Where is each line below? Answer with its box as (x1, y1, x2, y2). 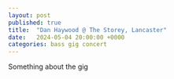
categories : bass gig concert (8, 41, 108, 48)
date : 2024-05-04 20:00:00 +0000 (8, 33, 125, 41)
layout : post (8, 11, 51, 20)
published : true (8, 19, 61, 27)
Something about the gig (8, 62, 88, 71)
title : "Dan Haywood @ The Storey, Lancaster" (8, 26, 168, 34)
